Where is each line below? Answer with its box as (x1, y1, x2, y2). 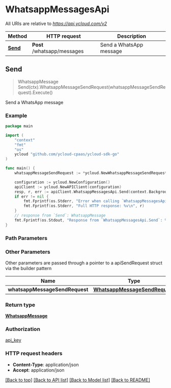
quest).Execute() (17, 89, 53, 95)
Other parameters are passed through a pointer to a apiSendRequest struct (5, 259, 163, 266)
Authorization (5, 326, 41, 333)
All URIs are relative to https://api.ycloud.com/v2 (5, 20, 107, 27)
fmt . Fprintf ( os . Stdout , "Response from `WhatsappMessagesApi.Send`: (14, 217, 163, 223)
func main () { (5, 166, 36, 171)
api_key (5, 337, 21, 343)
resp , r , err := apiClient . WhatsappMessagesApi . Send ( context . (14, 189, 149, 195)
